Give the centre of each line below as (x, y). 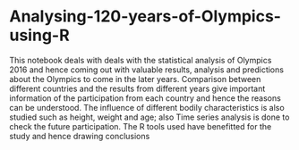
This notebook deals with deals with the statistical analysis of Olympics (141, 60)
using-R (39, 35)
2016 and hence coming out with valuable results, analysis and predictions (147, 70)
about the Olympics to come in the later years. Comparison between (135, 79)
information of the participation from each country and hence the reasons (145, 98)
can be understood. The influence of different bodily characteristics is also (147, 107)
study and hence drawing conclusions (80, 136)
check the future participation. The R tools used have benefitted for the (141, 126)
